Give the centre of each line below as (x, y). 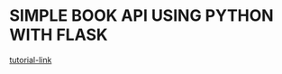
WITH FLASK (59, 35)
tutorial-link (31, 60)
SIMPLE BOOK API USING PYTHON (141, 16)
